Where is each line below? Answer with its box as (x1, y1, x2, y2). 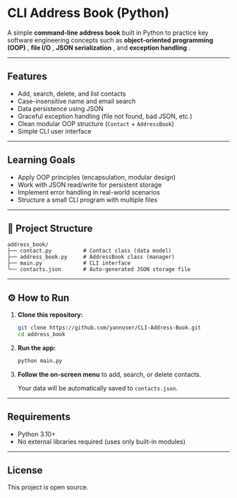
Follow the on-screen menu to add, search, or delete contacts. (17, 370, 202, 378)
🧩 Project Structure (7, 222, 93, 234)
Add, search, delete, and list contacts (17, 89, 126, 98)
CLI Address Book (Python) (7, 5, 169, 21)
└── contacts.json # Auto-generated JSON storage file (7, 266, 191, 273)
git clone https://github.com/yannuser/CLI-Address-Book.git (17, 324, 202, 332)
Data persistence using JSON (17, 104, 104, 112)
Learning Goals (7, 154, 76, 166)
